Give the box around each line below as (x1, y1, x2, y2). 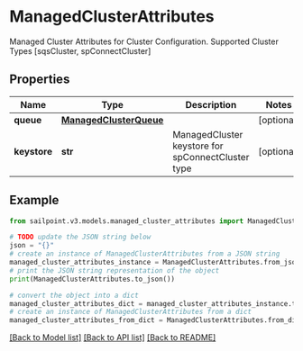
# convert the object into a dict (9, 291, 140, 300)
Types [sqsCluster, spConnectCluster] (9, 45, 151, 56)
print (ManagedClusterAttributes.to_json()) (9, 274, 176, 283)
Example (9, 193, 60, 208)
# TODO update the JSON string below (9, 232, 151, 242)
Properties (9, 72, 70, 87)
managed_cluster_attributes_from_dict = (9, 316, 164, 325)
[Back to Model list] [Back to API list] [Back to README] (9, 332, 216, 343)
